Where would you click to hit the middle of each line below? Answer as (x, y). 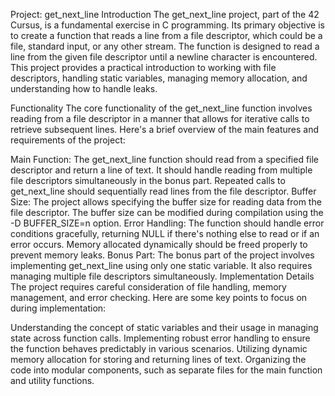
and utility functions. (52, 380)
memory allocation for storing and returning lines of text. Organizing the (158, 359)
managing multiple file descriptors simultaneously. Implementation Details (162, 276)
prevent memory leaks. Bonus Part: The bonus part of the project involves (162, 255)
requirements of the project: (68, 140)
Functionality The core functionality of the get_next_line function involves (161, 108)
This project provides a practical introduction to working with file (143, 67)
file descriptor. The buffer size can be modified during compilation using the (167, 212)
